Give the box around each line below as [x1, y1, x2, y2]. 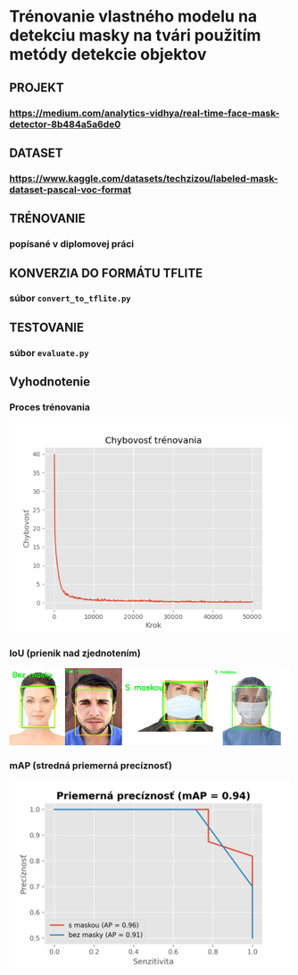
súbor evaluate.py [9, 346, 89, 359]
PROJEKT [9, 80, 64, 95]
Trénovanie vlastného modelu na [9, 6, 258, 27]
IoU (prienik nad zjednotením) [9, 647, 141, 659]
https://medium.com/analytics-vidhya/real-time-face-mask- [9, 106, 280, 119]
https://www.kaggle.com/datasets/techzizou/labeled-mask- [9, 172, 278, 184]
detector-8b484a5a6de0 [9, 118, 121, 131]
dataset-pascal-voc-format [9, 183, 132, 196]
